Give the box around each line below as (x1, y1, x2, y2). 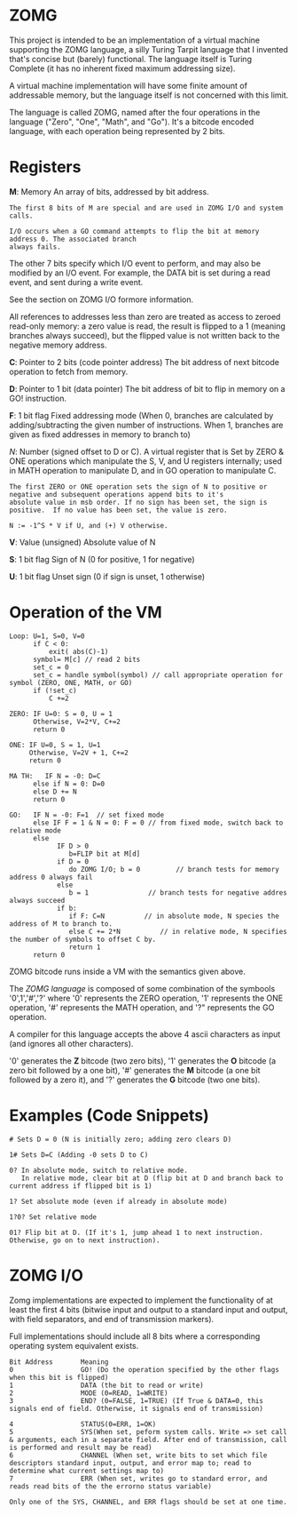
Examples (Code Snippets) (9, 1105, 210, 1125)
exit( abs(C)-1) (48, 647, 109, 656)
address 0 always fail (9, 873, 93, 881)
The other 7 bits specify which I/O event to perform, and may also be (9, 258, 262, 268)
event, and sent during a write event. (9, 276, 144, 287)
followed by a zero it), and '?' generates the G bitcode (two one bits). (9, 1074, 261, 1085)
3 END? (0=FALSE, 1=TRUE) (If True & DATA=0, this (9, 1396, 264, 1405)
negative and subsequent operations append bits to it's (9, 490, 224, 498)
